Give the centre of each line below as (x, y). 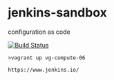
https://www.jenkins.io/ (44, 70)
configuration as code (39, 32)
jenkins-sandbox (58, 13)
